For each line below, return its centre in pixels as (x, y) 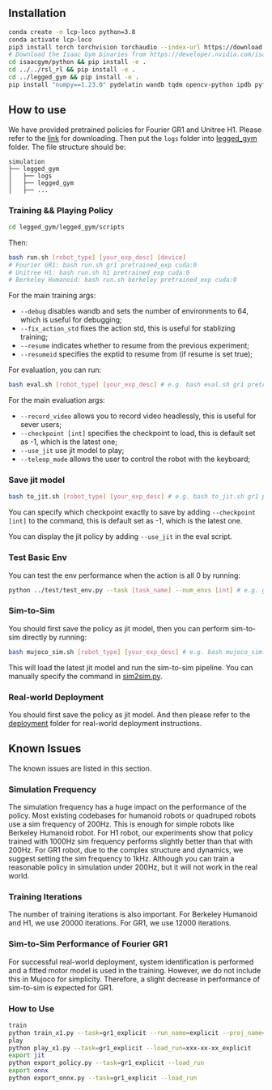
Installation (37, 13)
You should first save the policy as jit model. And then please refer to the (130, 714)
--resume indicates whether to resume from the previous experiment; (134, 346)
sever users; (41, 425)
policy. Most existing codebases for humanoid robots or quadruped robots (132, 816)
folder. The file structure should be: (67, 147)
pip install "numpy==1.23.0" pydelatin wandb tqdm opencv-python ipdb (130, 84)
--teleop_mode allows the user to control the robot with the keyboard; (135, 459)
